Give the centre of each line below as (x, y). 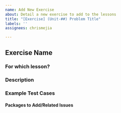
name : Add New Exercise (30, 10)
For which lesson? (28, 66)
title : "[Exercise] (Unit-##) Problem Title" (53, 19)
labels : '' (16, 24)
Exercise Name (29, 53)
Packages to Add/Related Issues (39, 105)
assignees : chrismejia (29, 28)
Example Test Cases (30, 93)
